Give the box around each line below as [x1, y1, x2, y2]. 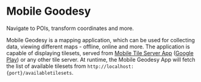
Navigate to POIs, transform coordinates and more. [6, 24, 134, 32]
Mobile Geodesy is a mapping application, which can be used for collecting [6, 36, 195, 43]
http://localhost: [87, 63, 134, 70]
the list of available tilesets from [6, 62, 86, 70]
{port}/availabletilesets [6, 70, 72, 76]
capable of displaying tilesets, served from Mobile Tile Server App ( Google [6, 49, 194, 56]
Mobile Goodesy [6, 4, 91, 18]
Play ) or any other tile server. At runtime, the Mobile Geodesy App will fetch [6, 56, 196, 63]
